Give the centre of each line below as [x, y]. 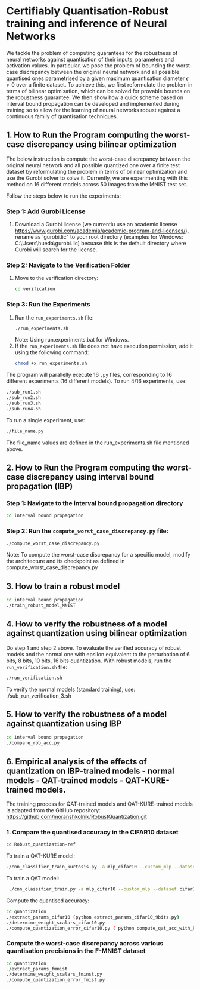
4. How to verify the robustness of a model [87, 624]
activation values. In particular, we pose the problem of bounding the [90, 65]
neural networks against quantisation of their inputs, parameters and [90, 59]
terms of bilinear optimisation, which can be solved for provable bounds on [98, 91]
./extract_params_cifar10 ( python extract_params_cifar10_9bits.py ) [93, 917]
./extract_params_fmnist [37, 969]
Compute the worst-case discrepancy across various [85, 944]
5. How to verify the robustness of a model [87, 715]
